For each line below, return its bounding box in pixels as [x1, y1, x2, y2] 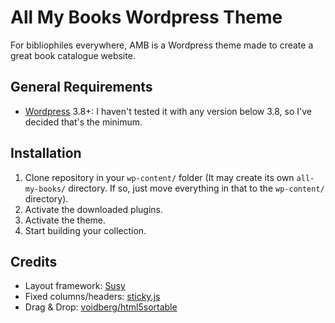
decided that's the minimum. [24, 116, 143, 128]
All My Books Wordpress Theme [10, 6, 283, 29]
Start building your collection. [24, 224, 147, 236]
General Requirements [10, 79, 153, 96]
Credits [10, 253, 58, 270]
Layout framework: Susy [24, 280, 126, 292]
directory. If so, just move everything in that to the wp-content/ [68, 182, 325, 194]
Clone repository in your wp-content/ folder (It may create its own [24, 171, 295, 183]
